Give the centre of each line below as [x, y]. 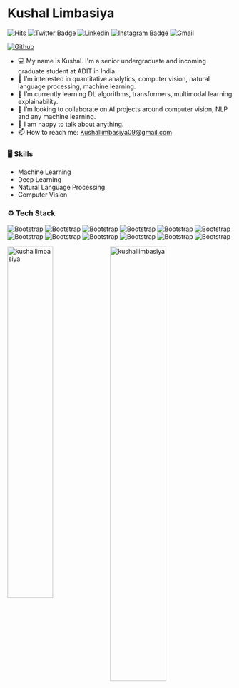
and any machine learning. [57, 116]
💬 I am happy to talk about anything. [71, 124]
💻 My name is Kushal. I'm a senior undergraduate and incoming [112, 61]
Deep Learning [40, 180]
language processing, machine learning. [77, 86]
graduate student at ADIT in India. [67, 71]
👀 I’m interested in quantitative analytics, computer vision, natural [114, 78]
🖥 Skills [20, 153]
